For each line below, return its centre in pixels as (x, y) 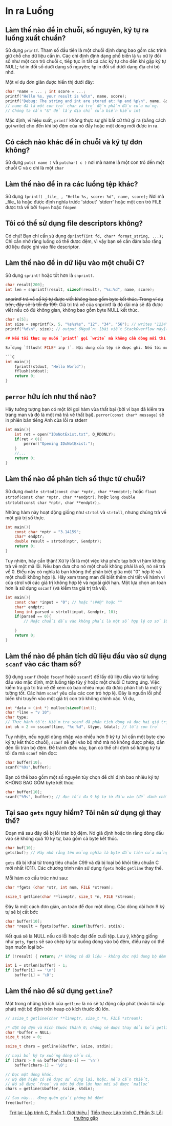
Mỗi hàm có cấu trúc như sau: (37, 878)
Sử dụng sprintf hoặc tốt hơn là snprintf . (50, 275)
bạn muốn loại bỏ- (25, 947)
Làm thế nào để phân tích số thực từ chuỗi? (76, 479)
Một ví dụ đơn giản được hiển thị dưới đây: (50, 82)
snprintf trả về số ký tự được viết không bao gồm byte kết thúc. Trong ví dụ (84, 299)
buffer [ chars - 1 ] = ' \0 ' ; (41, 1065)
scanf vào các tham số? (43, 664)
